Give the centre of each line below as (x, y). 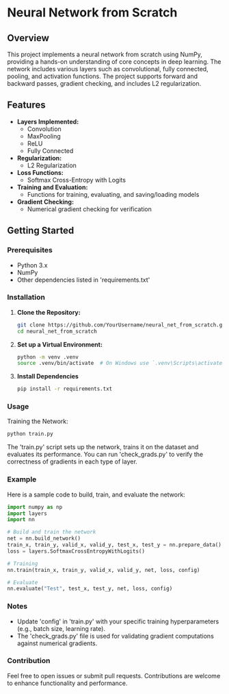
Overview (28, 38)
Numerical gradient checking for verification (90, 209)
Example (22, 479)
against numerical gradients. (57, 643)
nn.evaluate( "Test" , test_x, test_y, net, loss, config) (90, 589)
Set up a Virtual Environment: (59, 344)
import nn (21, 520)
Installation (26, 298)
